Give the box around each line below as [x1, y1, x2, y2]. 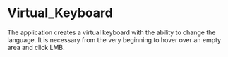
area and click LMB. [7, 43, 65, 51]
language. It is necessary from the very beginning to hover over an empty [7, 35, 221, 44]
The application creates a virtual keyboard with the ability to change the [7, 28, 216, 37]
